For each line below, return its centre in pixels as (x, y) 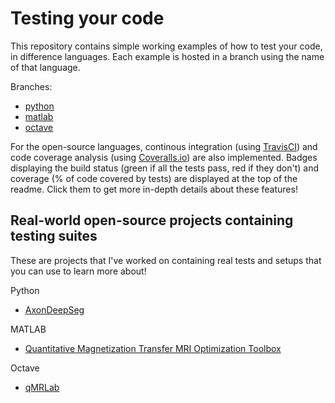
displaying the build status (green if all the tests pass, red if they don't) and (164, 168)
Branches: (31, 86)
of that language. (45, 67)
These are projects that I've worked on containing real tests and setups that (166, 260)
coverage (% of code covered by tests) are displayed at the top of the (154, 178)
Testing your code (87, 18)
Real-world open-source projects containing (152, 220)
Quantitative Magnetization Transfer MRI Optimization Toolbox (153, 348)
